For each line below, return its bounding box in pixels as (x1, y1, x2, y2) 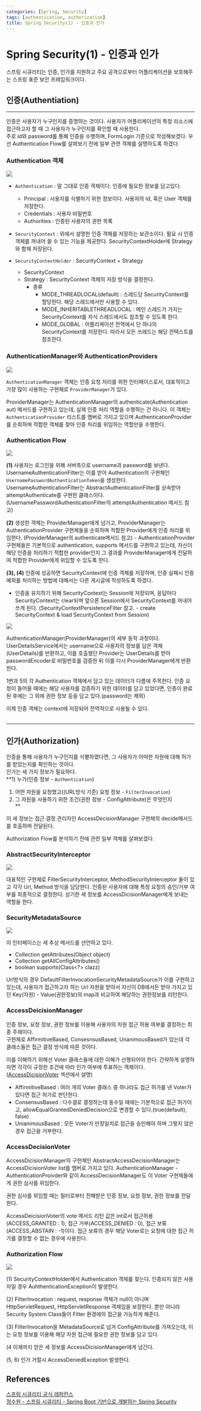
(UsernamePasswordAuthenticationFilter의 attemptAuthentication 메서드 (6, 499, 184, 506)
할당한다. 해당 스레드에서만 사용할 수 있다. (41, 298, 139, 306)
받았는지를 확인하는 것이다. (12, 760, 75, 767)
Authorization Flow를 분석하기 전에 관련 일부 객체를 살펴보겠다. (6, 835, 154, 842)
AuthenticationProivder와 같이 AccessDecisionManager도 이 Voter (6, 1172, 167, 1179)
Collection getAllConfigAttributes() (14, 958, 100, 965)
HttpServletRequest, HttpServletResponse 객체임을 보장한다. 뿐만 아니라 (6, 1303, 181, 1311)
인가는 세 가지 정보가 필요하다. (6, 768, 77, 775)
